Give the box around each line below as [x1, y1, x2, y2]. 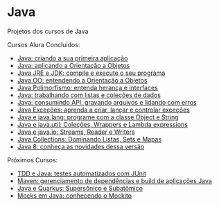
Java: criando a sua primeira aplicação [17, 53, 128, 62]
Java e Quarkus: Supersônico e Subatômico [17, 184, 143, 192]
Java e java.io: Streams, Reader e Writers [17, 128, 135, 136]
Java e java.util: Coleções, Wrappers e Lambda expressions [17, 120, 189, 128]
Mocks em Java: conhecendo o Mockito [17, 191, 132, 200]
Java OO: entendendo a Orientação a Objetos [17, 76, 148, 84]
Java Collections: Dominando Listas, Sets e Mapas [17, 135, 162, 143]
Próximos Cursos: [7, 155, 58, 164]
